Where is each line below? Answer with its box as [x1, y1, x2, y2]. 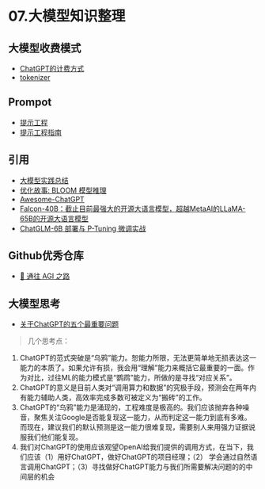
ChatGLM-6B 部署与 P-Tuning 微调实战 [19, 223, 146, 233]
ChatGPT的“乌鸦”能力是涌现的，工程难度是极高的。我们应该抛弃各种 [19, 403, 243, 412]
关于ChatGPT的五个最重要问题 [19, 319, 119, 329]
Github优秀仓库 [8, 249, 85, 262]
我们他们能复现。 [26, 433, 83, 442]
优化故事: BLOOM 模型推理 [19, 185, 107, 195]
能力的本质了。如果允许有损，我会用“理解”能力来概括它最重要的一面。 [19, 363, 248, 372]
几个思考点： [27, 336, 70, 346]
